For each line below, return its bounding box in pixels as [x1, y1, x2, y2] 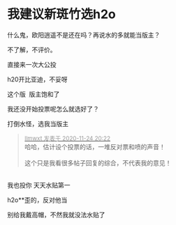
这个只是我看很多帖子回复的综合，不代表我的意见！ [24, 158, 172, 167]
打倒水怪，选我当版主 [7, 119, 68, 127]
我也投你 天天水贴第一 [7, 180, 71, 189]
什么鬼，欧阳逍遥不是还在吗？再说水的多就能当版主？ [7, 31, 161, 39]
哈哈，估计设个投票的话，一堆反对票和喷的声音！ [24, 142, 166, 150]
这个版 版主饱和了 [7, 90, 60, 98]
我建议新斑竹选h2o [7, 6, 117, 22]
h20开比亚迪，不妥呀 [7, 75, 68, 84]
